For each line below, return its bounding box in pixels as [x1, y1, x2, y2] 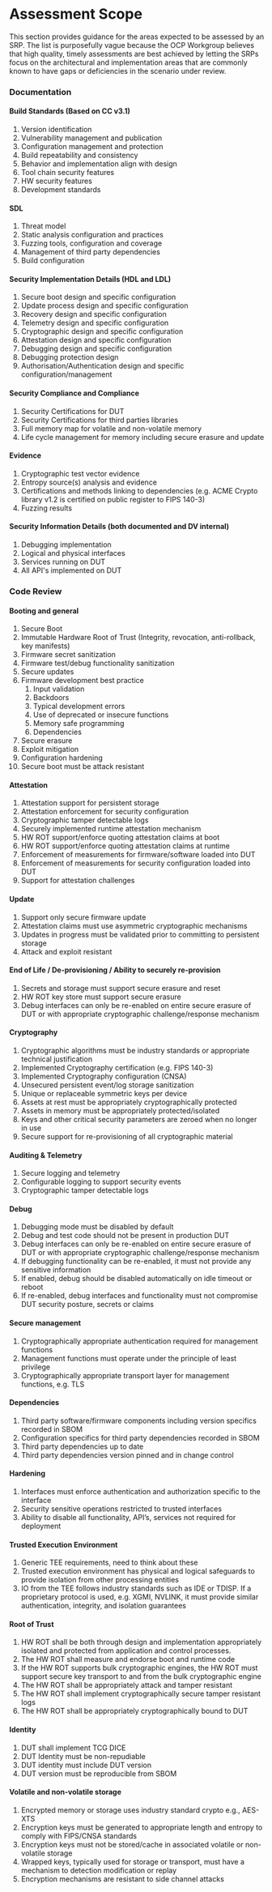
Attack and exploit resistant [20, 946, 113, 956]
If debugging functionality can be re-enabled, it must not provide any [20, 1257, 252, 1266]
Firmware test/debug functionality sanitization [20, 658, 175, 668]
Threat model [20, 221, 66, 231]
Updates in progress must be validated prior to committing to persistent [20, 929, 260, 939]
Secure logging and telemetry [20, 1168, 121, 1178]
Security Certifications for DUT [20, 406, 125, 416]
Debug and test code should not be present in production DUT [20, 1231, 230, 1241]
